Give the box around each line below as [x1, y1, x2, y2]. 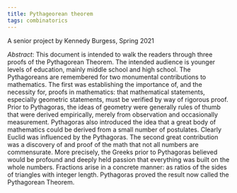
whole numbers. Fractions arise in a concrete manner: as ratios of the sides [7, 163, 228, 171]
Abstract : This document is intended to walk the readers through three [7, 50, 213, 59]
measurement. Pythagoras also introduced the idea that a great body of [7, 117, 216, 126]
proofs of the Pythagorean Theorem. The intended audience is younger [7, 57, 216, 66]
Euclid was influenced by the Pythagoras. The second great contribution [7, 132, 219, 141]
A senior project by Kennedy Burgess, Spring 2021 [7, 36, 154, 45]
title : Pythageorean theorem [7, 10, 93, 18]
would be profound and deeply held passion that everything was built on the [7, 155, 230, 163]
